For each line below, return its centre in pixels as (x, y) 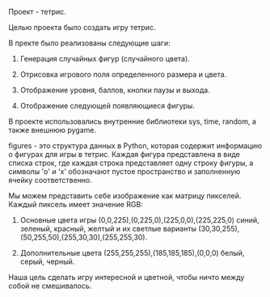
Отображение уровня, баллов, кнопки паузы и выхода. (115, 90)
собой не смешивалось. (50, 286)
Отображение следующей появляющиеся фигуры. (108, 106)
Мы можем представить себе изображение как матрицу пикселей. (125, 196)
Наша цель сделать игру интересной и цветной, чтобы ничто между (127, 277)
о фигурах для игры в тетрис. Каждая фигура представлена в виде (124, 154)
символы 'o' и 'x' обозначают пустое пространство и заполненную (124, 172)
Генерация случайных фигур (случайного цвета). (105, 59)
